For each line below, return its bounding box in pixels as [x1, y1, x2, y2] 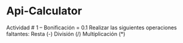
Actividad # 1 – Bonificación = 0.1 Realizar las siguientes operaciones [6, 24, 177, 31]
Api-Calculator [6, 4, 83, 18]
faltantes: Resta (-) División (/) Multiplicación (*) [6, 30, 126, 37]
